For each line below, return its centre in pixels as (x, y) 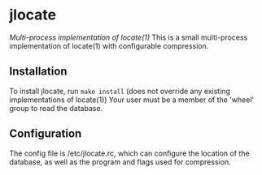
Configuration (46, 134)
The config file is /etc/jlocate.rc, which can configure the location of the (130, 153)
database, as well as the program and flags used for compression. (120, 162)
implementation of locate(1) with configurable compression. (109, 45)
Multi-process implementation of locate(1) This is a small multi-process (129, 37)
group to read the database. (56, 108)
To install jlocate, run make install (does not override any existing (120, 91)
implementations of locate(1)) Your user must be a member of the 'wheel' (132, 100)
